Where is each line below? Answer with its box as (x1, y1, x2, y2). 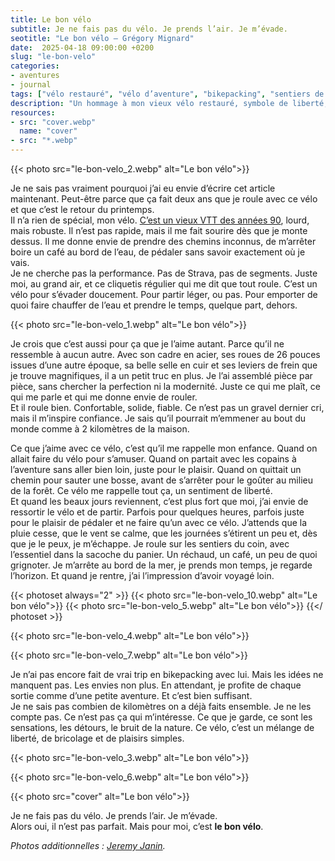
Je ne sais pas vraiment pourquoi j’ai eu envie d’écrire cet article (10, 182, 276, 194)
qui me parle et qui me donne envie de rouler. (10, 391, 198, 403)
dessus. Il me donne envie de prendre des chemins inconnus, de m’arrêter (10, 236, 317, 247)
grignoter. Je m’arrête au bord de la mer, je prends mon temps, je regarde (10, 559, 313, 571)
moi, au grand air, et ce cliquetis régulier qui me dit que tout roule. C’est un (10, 278, 318, 290)
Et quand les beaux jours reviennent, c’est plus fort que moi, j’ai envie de (10, 496, 309, 507)
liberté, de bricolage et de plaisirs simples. (10, 732, 185, 744)
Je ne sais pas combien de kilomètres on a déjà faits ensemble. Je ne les (10, 701, 312, 712)
